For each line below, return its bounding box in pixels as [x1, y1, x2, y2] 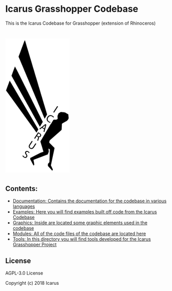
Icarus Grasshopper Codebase [5, 3, 139, 15]
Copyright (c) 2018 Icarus [5, 280, 59, 286]
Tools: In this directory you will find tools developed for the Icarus [12, 236, 151, 242]
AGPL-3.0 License [5, 270, 44, 276]
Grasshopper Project [12, 242, 57, 248]
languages [12, 203, 35, 209]
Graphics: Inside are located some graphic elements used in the [12, 220, 147, 226]
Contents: [5, 184, 38, 193]
